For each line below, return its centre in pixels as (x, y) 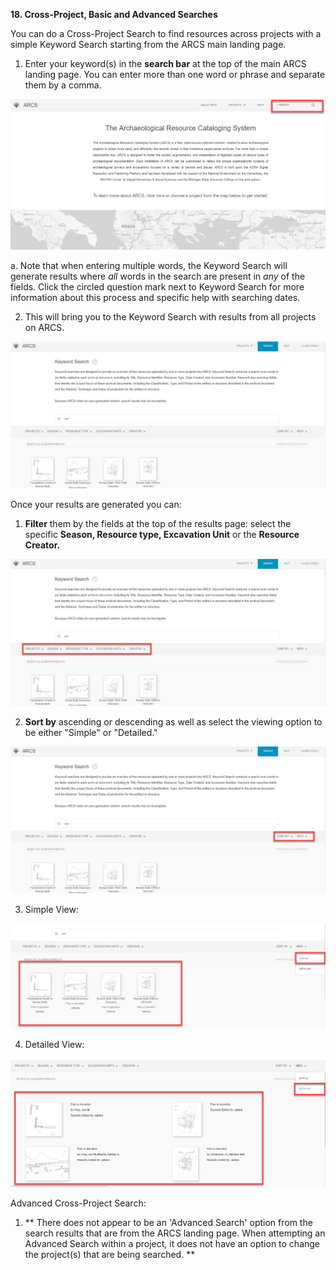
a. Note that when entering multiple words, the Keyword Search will (149, 265)
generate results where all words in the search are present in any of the (158, 276)
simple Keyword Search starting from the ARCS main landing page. (148, 44)
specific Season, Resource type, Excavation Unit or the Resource (162, 534)
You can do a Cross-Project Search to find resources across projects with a (166, 33)
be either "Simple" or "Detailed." (91, 733)
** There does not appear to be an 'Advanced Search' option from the (168, 1223)
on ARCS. (44, 327)
